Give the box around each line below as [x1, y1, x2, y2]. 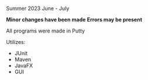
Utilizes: [6, 39, 26, 45]
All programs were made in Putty [6, 27, 85, 34]
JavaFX [14, 62, 33, 69]
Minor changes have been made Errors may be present [6, 16, 142, 23]
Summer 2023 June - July [6, 5, 70, 12]
